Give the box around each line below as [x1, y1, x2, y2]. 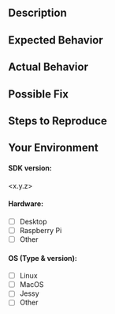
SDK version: [8, 163, 53, 173]
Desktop [19, 216, 47, 226]
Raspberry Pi [19, 225, 62, 235]
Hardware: [8, 199, 44, 209]
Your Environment [8, 141, 98, 155]
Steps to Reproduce [8, 114, 108, 128]
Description [8, 6, 67, 20]
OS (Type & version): [8, 253, 77, 262]
